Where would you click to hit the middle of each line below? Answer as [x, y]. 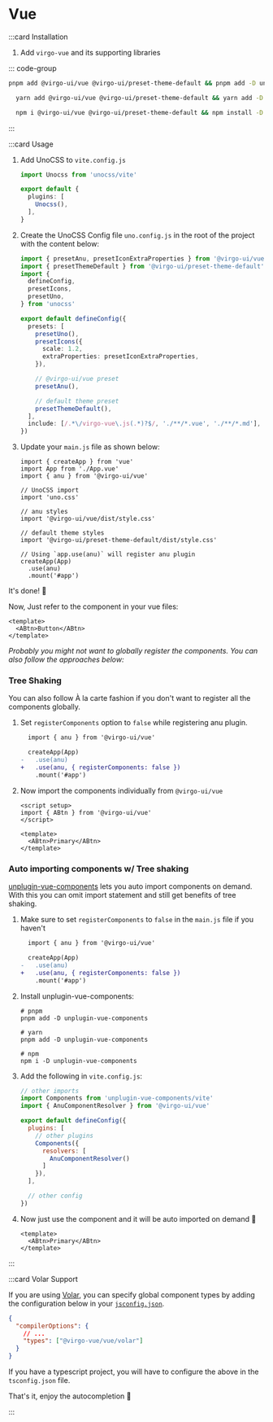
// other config [55, 1196]
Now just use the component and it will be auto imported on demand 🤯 [138, 1219]
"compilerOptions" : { [52, 1326]
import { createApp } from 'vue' [77, 462]
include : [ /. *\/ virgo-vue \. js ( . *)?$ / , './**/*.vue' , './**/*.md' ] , [145, 424]
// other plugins [64, 1135]
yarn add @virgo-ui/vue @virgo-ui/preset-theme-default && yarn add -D [140, 98]
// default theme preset [77, 401]
